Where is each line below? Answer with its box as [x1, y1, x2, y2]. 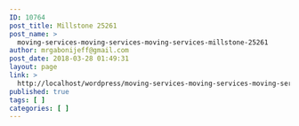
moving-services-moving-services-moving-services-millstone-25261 [17, 37, 269, 47]
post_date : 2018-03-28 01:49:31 [9, 54, 129, 63]
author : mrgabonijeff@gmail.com [9, 46, 129, 55]
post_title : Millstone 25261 [9, 21, 117, 30]
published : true [9, 87, 69, 96]
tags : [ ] [9, 95, 46, 105]
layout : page [9, 63, 58, 72]
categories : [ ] [9, 104, 69, 113]
